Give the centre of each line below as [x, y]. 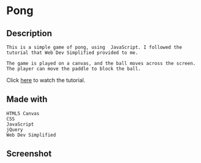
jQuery [15, 129]
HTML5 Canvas [23, 113]
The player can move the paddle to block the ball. [74, 69]
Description [29, 33]
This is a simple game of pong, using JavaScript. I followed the [94, 47]
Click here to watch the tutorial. [46, 80]
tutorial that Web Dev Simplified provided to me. [72, 53]
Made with [27, 100]
